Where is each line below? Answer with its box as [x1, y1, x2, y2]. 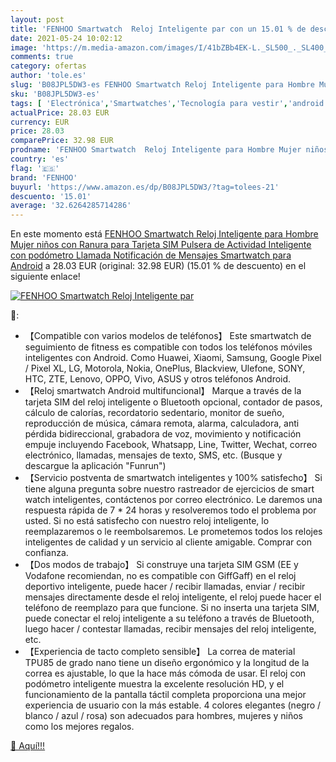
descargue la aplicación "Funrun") [24, 460, 167, 472]
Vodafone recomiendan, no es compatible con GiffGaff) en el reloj [24, 570, 297, 582]
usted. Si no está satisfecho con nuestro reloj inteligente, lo [24, 515, 270, 527]
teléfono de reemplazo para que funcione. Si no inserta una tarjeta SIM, [24, 602, 320, 614]
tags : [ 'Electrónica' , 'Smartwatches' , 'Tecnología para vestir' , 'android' [10, 98, 329, 108]
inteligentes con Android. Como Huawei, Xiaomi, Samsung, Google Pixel [24, 352, 322, 364]
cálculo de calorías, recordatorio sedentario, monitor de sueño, [24, 407, 285, 419]
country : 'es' [10, 154, 70, 164]
